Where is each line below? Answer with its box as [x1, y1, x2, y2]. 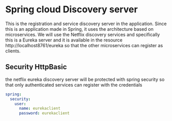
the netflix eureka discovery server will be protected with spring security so [5, 76, 165, 83]
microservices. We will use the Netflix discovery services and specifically [5, 31, 160, 37]
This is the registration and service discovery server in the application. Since [5, 21, 167, 27]
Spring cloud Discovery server [5, 4, 138, 15]
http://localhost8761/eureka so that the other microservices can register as [5, 42, 163, 48]
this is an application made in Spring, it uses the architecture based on [5, 26, 154, 32]
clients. [5, 48, 21, 54]
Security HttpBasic [5, 63, 68, 71]
